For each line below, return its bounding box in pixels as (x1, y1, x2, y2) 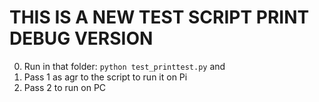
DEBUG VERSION (9, 27, 154, 50)
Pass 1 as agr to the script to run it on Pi (23, 71, 188, 83)
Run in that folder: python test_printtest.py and (23, 60, 226, 72)
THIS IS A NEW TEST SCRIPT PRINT (9, 6, 310, 29)
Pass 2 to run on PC (23, 81, 107, 93)
